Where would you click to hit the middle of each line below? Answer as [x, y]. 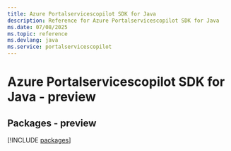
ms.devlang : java [33, 40]
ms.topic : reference [38, 34]
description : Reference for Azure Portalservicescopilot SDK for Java [113, 21]
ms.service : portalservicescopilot [60, 47]
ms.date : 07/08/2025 [38, 27]
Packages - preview [52, 123]
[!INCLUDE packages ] [39, 140]
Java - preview [52, 97]
